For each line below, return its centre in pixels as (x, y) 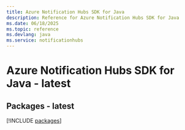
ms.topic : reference (33, 29)
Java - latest (39, 84)
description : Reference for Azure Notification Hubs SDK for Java (93, 18)
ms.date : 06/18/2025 (33, 23)
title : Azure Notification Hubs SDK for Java (65, 12)
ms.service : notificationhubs (45, 40)
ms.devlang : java (28, 35)
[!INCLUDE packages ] (34, 121)
